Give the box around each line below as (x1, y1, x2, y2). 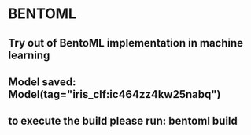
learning (8, 48, 50, 62)
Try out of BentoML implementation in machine (8, 36, 244, 50)
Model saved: (8, 75, 76, 88)
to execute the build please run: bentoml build (8, 114, 238, 128)
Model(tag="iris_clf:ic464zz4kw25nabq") (8, 88, 222, 101)
